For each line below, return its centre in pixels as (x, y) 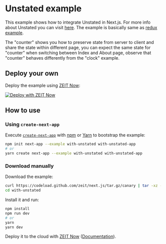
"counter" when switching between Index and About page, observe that (78, 53)
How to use (23, 111)
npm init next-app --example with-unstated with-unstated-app (70, 144)
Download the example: (29, 177)
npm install (17, 209)
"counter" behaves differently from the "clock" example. (62, 58)
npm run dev (17, 213)
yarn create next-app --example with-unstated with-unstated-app (74, 153)
